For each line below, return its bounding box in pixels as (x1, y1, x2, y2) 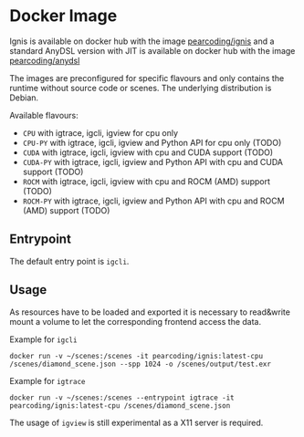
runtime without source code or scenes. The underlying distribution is (9, 82, 272, 93)
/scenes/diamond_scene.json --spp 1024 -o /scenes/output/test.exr (9, 359, 272, 369)
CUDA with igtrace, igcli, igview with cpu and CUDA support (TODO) (22, 147, 274, 158)
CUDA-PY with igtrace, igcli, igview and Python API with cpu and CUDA (22, 156, 284, 167)
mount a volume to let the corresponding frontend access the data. (9, 316, 262, 327)
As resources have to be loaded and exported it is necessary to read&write (9, 307, 290, 317)
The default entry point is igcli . (9, 255, 130, 266)
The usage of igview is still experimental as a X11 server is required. (9, 417, 264, 428)
